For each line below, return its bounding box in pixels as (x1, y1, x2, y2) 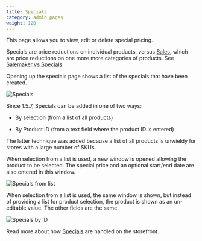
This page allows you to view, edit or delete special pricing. (6, 37, 153, 44)
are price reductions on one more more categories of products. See (6, 55, 174, 62)
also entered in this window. (6, 168, 76, 175)
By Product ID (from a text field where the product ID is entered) (14, 126, 175, 133)
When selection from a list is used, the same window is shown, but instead (6, 192, 192, 199)
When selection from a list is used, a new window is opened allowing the (6, 155, 187, 163)
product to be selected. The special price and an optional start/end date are (6, 162, 195, 169)
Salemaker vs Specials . (6, 61, 65, 68)
